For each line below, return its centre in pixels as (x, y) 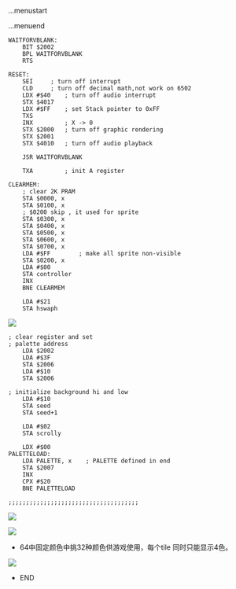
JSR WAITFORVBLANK (52, 157)
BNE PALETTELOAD (49, 488)
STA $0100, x (44, 205)
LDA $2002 (39, 351)
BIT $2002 (39, 47)
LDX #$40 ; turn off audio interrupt (89, 95)
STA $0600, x (44, 240)
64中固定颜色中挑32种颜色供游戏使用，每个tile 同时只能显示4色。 (126, 547)
